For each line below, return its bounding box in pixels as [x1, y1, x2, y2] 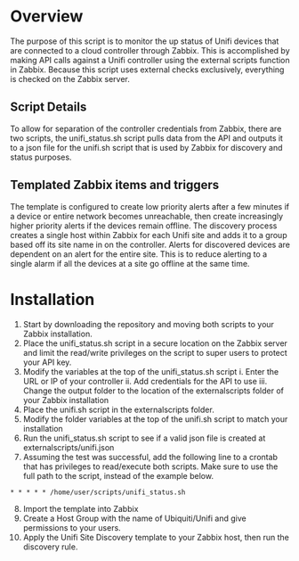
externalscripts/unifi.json [22, 441, 115, 452]
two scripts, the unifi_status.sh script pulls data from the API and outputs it [10, 132, 284, 144]
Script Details [10, 100, 87, 115]
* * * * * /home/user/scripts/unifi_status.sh [10, 488, 186, 497]
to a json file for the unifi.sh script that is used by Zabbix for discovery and [10, 142, 283, 153]
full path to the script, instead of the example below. [22, 470, 214, 481]
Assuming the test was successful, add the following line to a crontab [22, 451, 279, 462]
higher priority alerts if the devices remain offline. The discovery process [10, 220, 278, 231]
